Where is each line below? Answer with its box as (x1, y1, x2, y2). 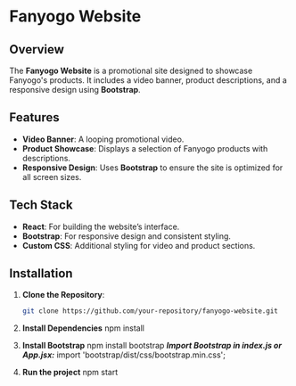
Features (9, 110, 60, 126)
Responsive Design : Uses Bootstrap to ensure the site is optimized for (21, 162, 284, 173)
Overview (9, 42, 65, 57)
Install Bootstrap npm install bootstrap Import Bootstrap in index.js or (21, 341, 283, 351)
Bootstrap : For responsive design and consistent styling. (21, 230, 232, 242)
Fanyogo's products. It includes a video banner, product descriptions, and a (9, 75, 287, 86)
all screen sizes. (21, 171, 82, 182)
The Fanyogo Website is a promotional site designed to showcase (9, 65, 253, 76)
